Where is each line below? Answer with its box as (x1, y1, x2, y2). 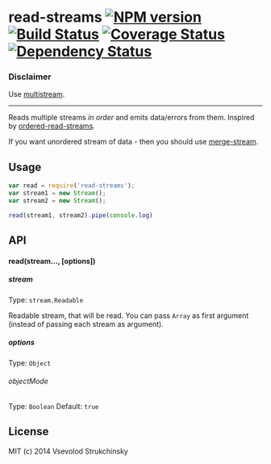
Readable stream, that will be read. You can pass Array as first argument (8, 311, 249, 320)
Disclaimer (8, 71, 52, 82)
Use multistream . (8, 90, 65, 99)
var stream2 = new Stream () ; (8, 197, 106, 205)
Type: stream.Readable (8, 295, 84, 304)
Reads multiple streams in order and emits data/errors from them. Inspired (8, 113, 255, 123)
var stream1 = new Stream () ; (8, 190, 106, 198)
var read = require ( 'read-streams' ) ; (8, 182, 135, 190)
